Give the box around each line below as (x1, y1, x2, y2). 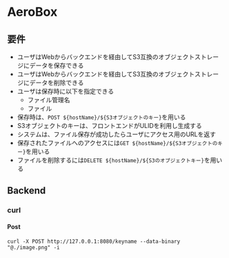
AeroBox (7, 4, 58, 20)
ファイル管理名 (27, 96, 70, 104)
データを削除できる (29, 78, 84, 87)
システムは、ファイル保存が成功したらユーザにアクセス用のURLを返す (17, 130, 216, 138)
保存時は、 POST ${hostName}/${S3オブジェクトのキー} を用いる (17, 113, 186, 121)
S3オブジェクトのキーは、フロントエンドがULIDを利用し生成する (17, 122, 202, 129)
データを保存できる (29, 61, 84, 69)
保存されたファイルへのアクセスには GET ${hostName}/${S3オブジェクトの (17, 139, 218, 147)
